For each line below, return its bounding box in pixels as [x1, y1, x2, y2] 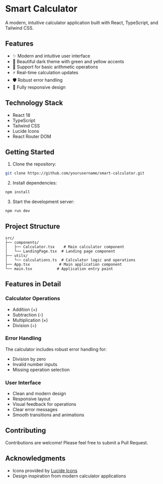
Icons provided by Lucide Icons [12, 467, 78, 473]
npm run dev [5, 209, 30, 214]
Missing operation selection [12, 367, 70, 373]
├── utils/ [5, 253, 28, 258]
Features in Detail [5, 280, 61, 288]
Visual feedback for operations [12, 401, 77, 407]
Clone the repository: [12, 161, 57, 167]
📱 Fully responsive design [12, 84, 66, 90]
